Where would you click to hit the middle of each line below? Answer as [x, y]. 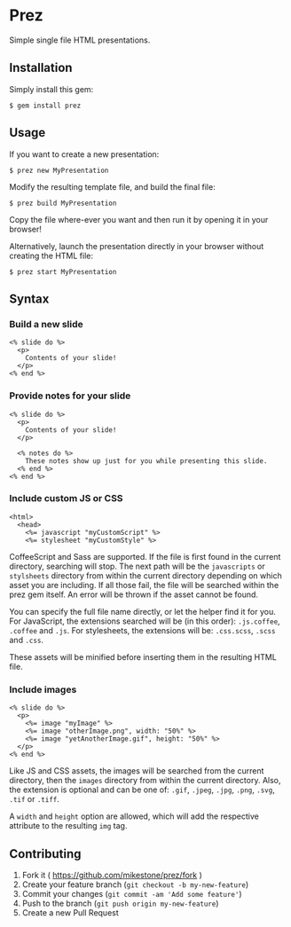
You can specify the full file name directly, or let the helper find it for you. [143, 611]
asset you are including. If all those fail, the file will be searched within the [144, 585]
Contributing [45, 854]
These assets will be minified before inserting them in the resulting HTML [143, 656]
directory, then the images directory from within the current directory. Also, [145, 781]
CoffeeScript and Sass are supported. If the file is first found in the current [145, 556]
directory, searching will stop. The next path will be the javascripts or [137, 566]
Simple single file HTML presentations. [80, 40]
